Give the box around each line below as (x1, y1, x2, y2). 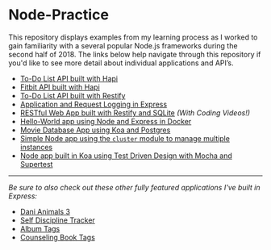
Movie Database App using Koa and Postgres (19, 125, 171, 135)
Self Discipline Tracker (19, 215, 95, 225)
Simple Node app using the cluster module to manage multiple (19, 133, 230, 143)
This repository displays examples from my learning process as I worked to (8, 32, 258, 42)
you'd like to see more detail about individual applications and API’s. (8, 58, 234, 68)
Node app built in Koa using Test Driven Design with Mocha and (19, 151, 232, 160)
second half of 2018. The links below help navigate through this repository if (8, 49, 261, 59)
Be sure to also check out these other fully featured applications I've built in (8, 182, 261, 192)
